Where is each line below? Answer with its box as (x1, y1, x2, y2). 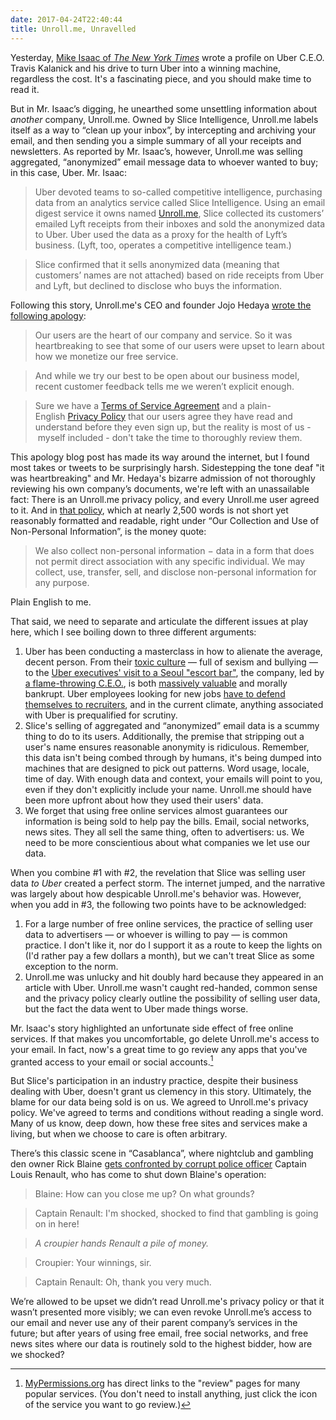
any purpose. (34, 576, 90, 588)
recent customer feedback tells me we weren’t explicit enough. (34, 380, 295, 392)
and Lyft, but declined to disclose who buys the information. (34, 279, 283, 291)
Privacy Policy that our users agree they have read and (67, 410, 293, 422)
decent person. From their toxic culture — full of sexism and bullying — (24, 656, 318, 668)
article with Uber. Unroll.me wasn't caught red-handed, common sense (24, 981, 318, 993)
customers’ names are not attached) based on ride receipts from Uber (34, 269, 325, 281)
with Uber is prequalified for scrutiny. (24, 709, 178, 721)
